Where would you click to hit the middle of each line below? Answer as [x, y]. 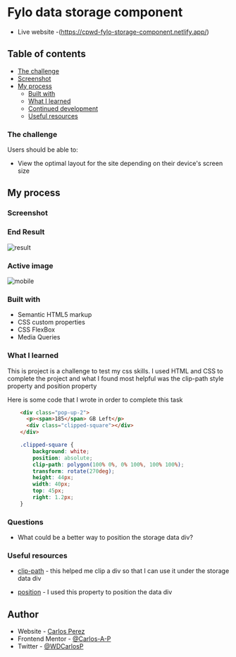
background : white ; [61, 451]
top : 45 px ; [49, 491]
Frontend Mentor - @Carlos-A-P [64, 639]
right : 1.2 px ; [53, 498]
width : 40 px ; [52, 484]
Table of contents [46, 54]
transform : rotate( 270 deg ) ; [74, 471]
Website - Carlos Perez [51, 632]
